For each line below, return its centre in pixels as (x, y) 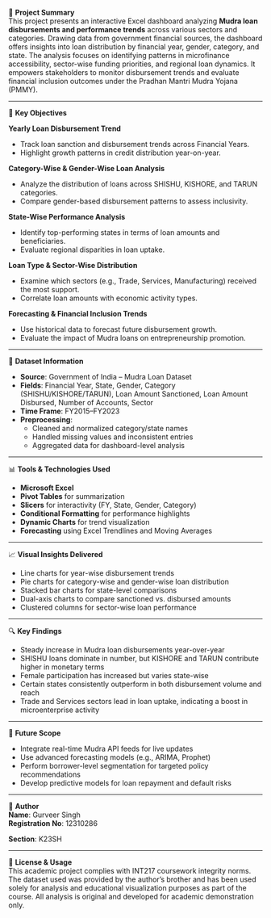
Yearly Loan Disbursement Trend (65, 128)
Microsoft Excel (47, 488)
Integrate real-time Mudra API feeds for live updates (106, 748)
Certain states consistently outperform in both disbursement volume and (141, 684)
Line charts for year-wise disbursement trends (97, 573)
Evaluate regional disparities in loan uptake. (92, 249)
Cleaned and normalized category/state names (110, 428)
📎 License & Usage (40, 862)
